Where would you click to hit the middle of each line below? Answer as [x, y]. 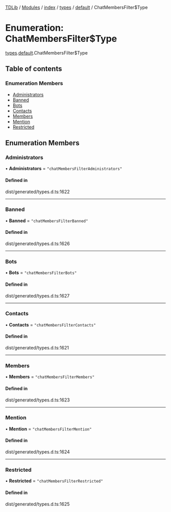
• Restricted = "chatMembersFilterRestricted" [54, 481]
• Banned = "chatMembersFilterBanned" [47, 221]
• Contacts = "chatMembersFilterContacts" [51, 325]
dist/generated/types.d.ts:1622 [38, 192]
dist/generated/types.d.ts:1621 [37, 348]
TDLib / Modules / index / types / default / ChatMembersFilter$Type [77, 7]
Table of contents [34, 69]
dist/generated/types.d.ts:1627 [37, 295]
